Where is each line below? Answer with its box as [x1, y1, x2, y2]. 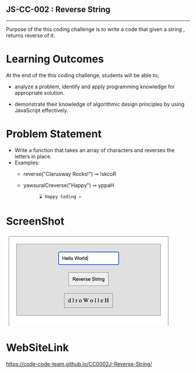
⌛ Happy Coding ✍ [38, 194, 82, 199]
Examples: [14, 159, 40, 166]
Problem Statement [6, 127, 102, 140]
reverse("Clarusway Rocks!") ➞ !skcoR [23, 170, 117, 177]
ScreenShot [6, 215, 65, 227]
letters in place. [14, 153, 52, 160]
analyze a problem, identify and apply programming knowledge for [14, 83, 175, 90]
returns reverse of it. [6, 32, 55, 39]
